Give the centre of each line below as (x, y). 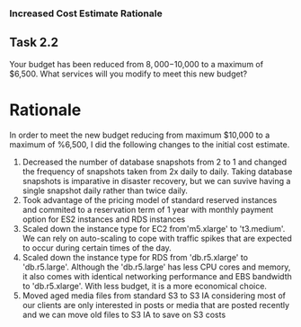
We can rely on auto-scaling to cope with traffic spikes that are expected (157, 238)
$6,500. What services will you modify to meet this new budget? (128, 74)
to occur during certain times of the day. (97, 247)
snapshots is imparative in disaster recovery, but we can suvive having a (156, 181)
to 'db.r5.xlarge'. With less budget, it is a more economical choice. (145, 286)
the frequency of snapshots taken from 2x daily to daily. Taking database (157, 171)
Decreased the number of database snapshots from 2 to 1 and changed (155, 162)
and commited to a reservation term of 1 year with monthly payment (148, 209)
